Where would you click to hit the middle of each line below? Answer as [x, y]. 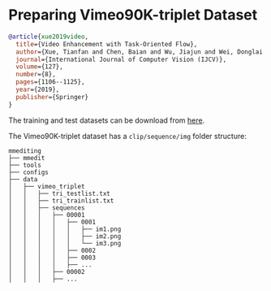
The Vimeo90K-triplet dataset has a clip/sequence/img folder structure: [128, 136]
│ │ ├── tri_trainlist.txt [61, 201]
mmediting [25, 151]
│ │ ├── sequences [47, 208]
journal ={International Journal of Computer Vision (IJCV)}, [121, 59]
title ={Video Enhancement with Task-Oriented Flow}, [107, 44]
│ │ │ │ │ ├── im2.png [65, 236]
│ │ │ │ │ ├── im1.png [65, 229]
